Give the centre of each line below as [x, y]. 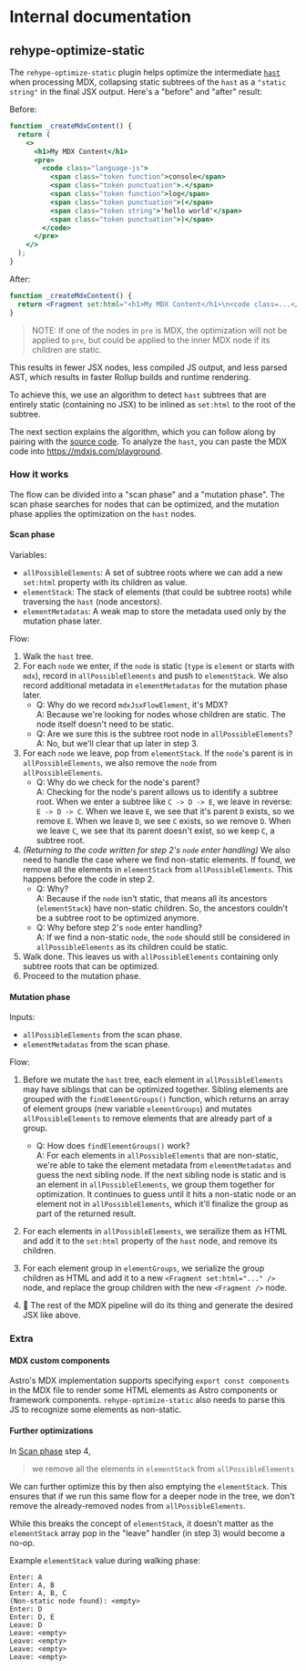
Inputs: [22, 1017]
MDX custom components [60, 1360]
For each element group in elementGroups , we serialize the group [143, 1268]
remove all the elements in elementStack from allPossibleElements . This [158, 869]
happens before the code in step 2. [88, 879]
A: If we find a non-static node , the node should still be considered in [163, 937]
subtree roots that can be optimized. [91, 966]
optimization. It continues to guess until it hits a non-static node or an [166, 1194]
